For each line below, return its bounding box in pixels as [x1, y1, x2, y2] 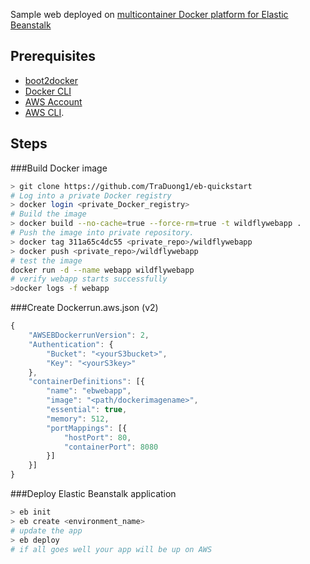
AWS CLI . [24, 106, 65, 118]
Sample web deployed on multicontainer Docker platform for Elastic [10, 9, 289, 20]
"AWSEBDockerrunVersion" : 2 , [28, 330, 150, 340]
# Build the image [10, 209, 87, 219]
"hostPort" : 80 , [63, 432, 132, 443]
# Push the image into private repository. [10, 228, 195, 238]
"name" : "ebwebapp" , [46, 386, 132, 396]
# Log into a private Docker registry [10, 190, 172, 201]
